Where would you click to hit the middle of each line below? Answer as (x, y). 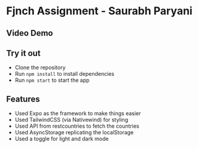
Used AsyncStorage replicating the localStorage (74, 132)
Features (23, 99)
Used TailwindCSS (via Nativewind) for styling (71, 120)
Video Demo (30, 33)
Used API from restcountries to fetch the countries (77, 126)
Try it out (23, 53)
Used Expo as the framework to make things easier (78, 113)
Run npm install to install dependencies (65, 74)
